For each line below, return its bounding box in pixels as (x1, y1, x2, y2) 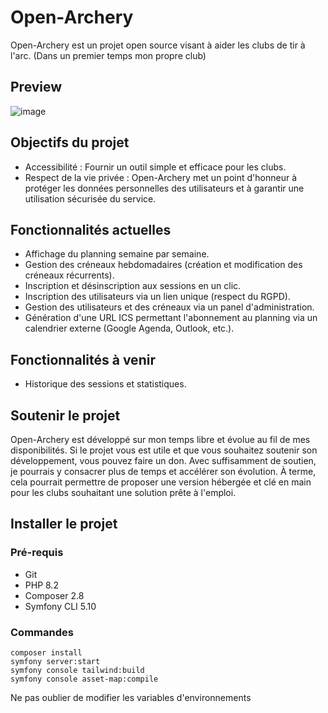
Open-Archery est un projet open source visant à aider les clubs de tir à (10, 39, 306, 51)
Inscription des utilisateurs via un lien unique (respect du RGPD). (24, 291, 291, 303)
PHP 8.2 (24, 579, 59, 591)
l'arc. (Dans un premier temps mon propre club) (10, 49, 207, 61)
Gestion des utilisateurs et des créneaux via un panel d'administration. (24, 301, 315, 313)
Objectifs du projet (10, 134, 130, 151)
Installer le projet (10, 516, 118, 533)
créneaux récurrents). (24, 269, 115, 281)
